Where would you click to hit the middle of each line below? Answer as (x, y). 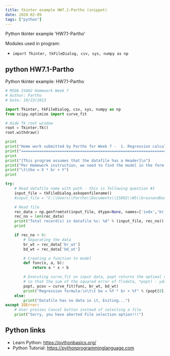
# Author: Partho (24, 96)
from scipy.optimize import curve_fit (46, 114)
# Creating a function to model (58, 258)
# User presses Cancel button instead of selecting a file (78, 310)
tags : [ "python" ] (24, 19)
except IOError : (22, 305)
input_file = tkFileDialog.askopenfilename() (63, 193)
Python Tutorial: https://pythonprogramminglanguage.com (73, 348)
